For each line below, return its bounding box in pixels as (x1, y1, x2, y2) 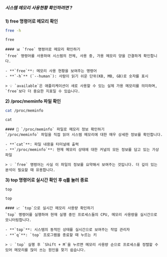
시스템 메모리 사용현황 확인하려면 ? (5, 4, 72, 10)
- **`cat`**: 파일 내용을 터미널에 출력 (5, 141, 79, 147)
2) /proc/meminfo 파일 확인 (5, 98, 61, 104)
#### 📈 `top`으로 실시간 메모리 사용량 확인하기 (5, 205, 94, 210)
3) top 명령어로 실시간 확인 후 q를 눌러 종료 (5, 176, 88, 182)
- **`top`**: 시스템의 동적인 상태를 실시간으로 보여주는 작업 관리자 (5, 227, 130, 232)
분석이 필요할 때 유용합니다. (5, 167, 55, 172)
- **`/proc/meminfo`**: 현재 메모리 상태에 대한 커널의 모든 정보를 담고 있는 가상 (5, 147, 159, 152)
